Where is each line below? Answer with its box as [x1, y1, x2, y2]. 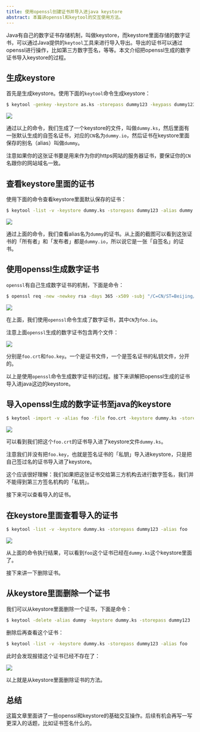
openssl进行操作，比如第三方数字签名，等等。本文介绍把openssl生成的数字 [6, 46, 191, 54]
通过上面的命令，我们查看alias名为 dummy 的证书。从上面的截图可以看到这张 [6, 230, 187, 237]
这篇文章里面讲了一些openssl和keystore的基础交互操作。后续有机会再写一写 [6, 712, 193, 719]
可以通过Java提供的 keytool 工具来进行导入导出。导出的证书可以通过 [16, 39, 183, 46]
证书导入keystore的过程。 [6, 54, 70, 61]
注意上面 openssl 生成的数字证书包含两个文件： [6, 329, 119, 336]
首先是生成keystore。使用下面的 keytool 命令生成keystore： [6, 90, 151, 97]
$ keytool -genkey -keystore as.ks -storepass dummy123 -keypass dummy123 [6, 102, 196, 108]
